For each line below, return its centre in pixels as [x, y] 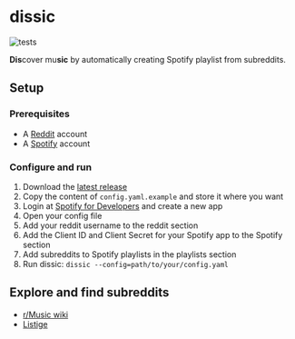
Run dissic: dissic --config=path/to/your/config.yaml [125, 264]
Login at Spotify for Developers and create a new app [123, 205]
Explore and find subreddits [89, 293]
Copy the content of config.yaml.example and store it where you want [153, 196]
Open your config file [62, 215]
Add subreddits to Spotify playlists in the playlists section [129, 254]
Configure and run [51, 167]
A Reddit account [55, 134]
